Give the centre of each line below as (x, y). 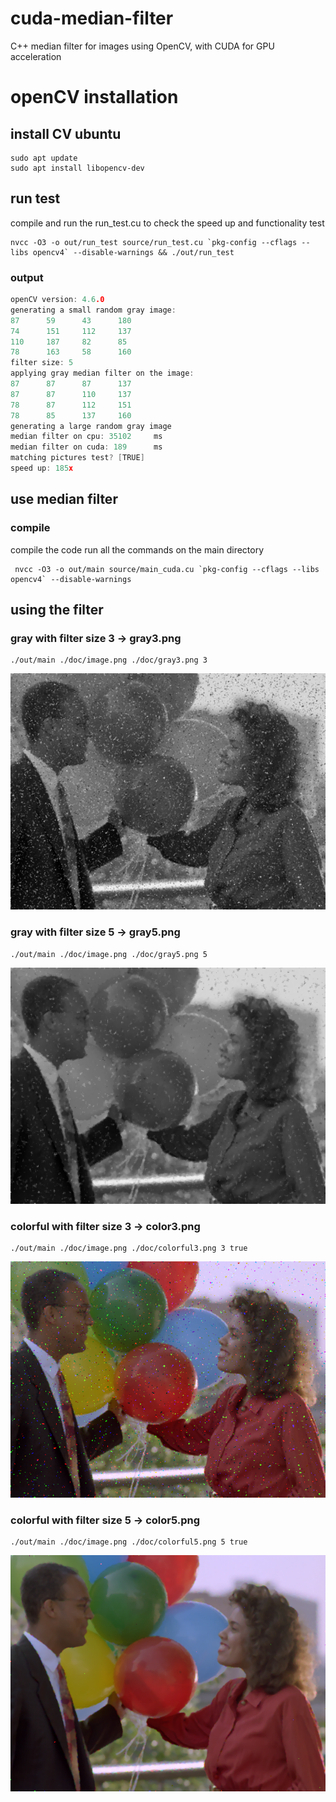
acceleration (36, 56)
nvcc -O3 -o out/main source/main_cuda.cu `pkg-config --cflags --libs (167, 569)
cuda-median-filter (92, 18)
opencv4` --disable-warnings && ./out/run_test (133, 252)
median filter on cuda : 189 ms (86, 447)
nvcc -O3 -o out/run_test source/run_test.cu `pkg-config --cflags (154, 242)
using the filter (57, 610)
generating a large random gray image (91, 426)
